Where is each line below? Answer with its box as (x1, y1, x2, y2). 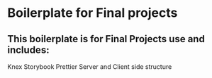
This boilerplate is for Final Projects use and (7, 33, 206, 45)
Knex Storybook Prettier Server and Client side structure (7, 63, 172, 71)
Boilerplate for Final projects (7, 5, 178, 21)
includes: (7, 44, 50, 56)
